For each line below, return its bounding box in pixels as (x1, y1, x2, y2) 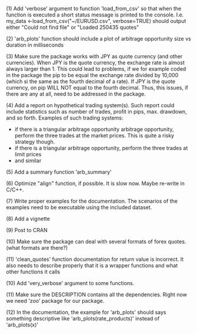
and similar (14, 157, 42, 164)
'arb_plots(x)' (6, 321, 39, 328)
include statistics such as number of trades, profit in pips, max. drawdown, (6, 108, 187, 115)
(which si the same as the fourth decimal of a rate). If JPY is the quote (6, 78, 175, 85)
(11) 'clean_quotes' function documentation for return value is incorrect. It (6, 256, 184, 263)
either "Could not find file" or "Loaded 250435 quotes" (6, 24, 139, 31)
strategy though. (14, 138, 55, 145)
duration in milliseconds (6, 41, 64, 48)
